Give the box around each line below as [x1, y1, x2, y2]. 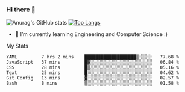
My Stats [6, 42, 28, 50]
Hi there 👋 [6, 5, 36, 14]
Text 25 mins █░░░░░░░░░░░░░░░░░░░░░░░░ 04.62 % [6, 70, 180, 76]
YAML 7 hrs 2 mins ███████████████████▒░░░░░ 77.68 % [6, 54, 180, 60]
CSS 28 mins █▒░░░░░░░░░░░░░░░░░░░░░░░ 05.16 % [6, 64, 180, 71]
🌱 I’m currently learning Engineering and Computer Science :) [14, 31, 168, 38]
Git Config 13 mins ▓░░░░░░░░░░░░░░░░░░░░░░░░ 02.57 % [6, 75, 180, 81]
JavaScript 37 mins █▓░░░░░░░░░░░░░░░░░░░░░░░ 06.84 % [6, 60, 180, 66]
